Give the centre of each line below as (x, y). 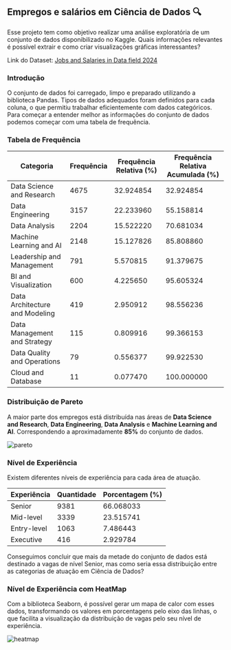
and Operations (35, 361)
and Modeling (33, 313)
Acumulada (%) (193, 175)
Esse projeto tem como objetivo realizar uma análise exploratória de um (108, 32)
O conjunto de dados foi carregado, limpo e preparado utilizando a (101, 93)
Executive (26, 540)
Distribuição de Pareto (45, 402)
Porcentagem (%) (133, 494)
